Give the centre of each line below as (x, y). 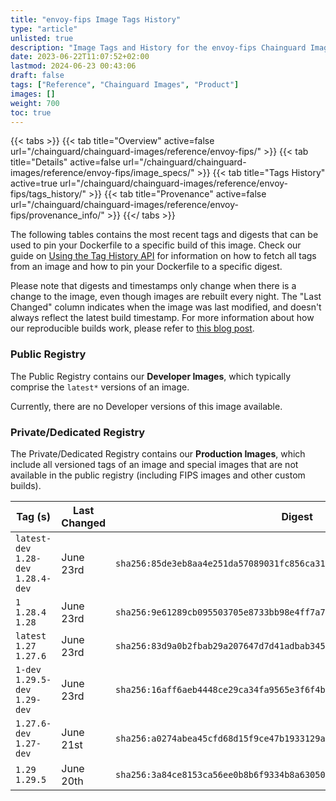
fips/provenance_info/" (57, 215)
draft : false (37, 76)
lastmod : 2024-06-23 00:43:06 (73, 66)
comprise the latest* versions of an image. (100, 387)
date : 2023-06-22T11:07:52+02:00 (80, 57)
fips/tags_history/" (48, 194)
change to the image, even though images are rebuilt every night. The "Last (166, 297)
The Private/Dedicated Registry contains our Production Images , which (158, 453)
